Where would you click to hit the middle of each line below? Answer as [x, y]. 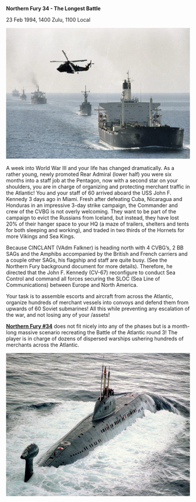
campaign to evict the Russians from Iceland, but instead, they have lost [92, 218]
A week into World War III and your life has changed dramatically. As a [90, 168]
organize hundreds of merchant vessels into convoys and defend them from [97, 302]
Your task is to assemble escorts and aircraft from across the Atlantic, [90, 296]
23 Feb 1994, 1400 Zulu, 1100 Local [48, 20]
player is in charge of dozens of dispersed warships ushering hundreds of [95, 339]
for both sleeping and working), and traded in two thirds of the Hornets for [95, 230]
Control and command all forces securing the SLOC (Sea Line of [83, 279]
